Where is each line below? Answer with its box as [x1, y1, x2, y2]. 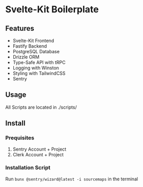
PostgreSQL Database [12, 49, 60, 54]
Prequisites [5, 134, 34, 141]
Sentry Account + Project [12, 146, 67, 152]
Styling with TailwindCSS [12, 70, 66, 76]
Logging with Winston [12, 65, 59, 71]
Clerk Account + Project [12, 151, 64, 157]
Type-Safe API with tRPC [12, 59, 66, 65]
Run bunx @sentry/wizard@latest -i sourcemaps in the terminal [5, 176, 138, 182]
